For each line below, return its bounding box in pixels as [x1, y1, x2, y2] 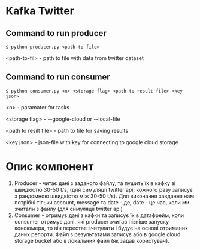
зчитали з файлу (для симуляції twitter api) [14, 205, 123, 212]
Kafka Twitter [5, 4, 75, 18]
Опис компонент [5, 160, 94, 173]
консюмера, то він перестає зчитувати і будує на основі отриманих [14, 224, 188, 231]
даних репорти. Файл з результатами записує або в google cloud [14, 230, 181, 238]
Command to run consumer [5, 72, 110, 82]
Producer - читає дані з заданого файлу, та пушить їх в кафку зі [14, 179, 176, 187]
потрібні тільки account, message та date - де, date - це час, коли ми [14, 198, 190, 206]
